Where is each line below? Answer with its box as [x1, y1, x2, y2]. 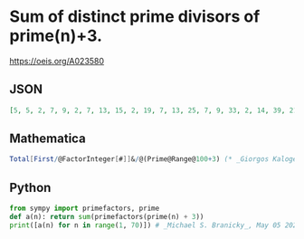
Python [9, 179, 52, 196]
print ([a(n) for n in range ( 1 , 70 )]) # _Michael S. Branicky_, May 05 [9, 220, 281, 230]
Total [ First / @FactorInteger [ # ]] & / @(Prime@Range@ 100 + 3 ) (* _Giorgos [9, 155, 270, 164]
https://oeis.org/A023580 [9, 55, 105, 66]
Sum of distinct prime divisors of [9, 6, 261, 27]
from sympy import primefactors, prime [9, 204, 160, 214]
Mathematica [9, 131, 86, 147]
